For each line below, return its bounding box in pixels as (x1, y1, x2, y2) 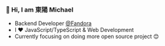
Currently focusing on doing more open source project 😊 (14, 33, 159, 40)
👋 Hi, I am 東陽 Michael (5, 5, 74, 13)
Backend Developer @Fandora (14, 20, 92, 27)
